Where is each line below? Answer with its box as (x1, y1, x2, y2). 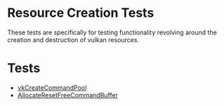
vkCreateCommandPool (17, 83, 87, 92)
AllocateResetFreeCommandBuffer (17, 91, 118, 99)
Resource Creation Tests (7, 5, 154, 21)
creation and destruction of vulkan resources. (7, 35, 139, 44)
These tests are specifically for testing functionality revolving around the (7, 28, 218, 37)
